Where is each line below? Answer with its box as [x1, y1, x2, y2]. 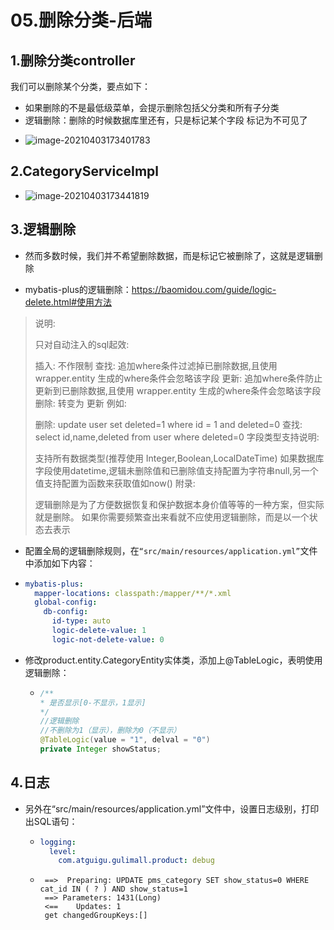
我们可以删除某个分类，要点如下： [10, 81, 151, 92]
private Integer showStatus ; [39, 744, 162, 754]
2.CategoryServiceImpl [10, 163, 159, 180]
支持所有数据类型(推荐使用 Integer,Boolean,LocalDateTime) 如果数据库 [34, 452, 325, 464]
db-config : [43, 607, 89, 617]
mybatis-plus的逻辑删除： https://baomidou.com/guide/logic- [24, 283, 277, 295]
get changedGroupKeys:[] [44, 911, 148, 921]
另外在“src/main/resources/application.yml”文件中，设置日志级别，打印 [24, 802, 320, 815]
